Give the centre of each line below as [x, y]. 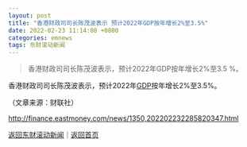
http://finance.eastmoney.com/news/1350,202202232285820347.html [123, 118]
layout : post [30, 15]
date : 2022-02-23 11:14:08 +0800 [64, 30]
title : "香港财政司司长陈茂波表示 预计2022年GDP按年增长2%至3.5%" [108, 23]
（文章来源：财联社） [43, 103]
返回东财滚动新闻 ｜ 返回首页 [54, 135]
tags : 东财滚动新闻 [37, 45]
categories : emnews [41, 38]
